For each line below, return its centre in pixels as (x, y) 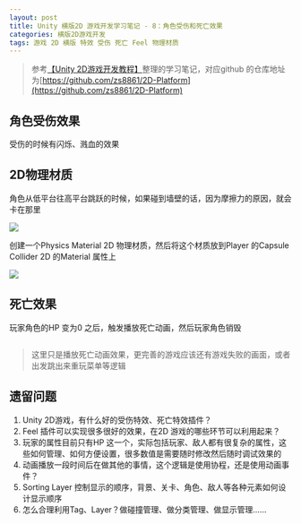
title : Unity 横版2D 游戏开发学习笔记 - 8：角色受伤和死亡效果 (116, 26)
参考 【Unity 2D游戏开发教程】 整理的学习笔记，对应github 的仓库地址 (158, 69)
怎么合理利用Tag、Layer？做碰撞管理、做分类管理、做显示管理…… (144, 509)
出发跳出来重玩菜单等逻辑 (78, 365)
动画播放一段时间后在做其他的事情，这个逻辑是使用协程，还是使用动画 (152, 464)
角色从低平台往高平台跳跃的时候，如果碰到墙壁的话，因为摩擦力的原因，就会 (150, 198)
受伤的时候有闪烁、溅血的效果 (64, 144)
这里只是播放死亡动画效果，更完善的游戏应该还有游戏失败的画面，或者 (161, 354)
